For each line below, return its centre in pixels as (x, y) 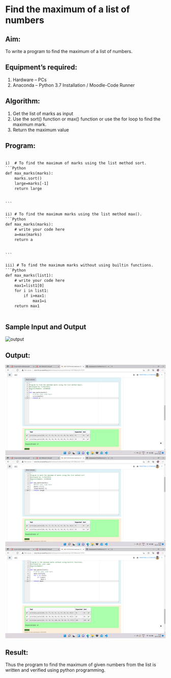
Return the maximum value (41, 130)
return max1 (27, 306)
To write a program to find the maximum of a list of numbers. (69, 51)
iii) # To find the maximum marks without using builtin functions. (79, 265)
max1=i (39, 301)
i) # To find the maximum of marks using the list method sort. (76, 163)
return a (24, 240)
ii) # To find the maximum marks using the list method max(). (74, 214)
